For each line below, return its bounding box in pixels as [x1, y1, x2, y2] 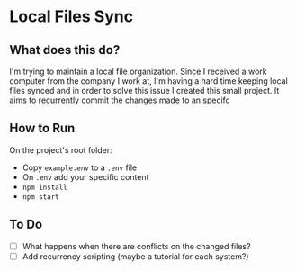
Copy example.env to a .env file [22, 162, 138, 173]
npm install [22, 183, 67, 192]
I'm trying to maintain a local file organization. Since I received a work [9, 66, 267, 77]
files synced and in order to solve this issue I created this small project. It [9, 86, 280, 95]
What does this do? [9, 42, 121, 58]
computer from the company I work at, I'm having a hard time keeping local [9, 76, 288, 86]
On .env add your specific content [22, 171, 149, 182]
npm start [22, 192, 60, 202]
